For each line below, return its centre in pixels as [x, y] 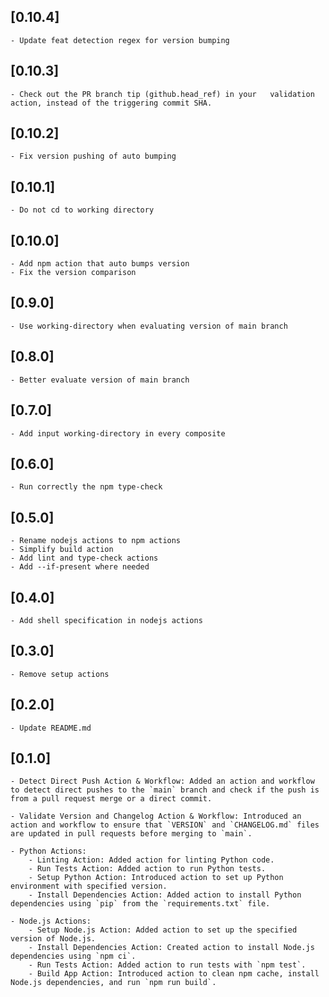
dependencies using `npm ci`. [73, 956]
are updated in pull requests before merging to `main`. [131, 834]
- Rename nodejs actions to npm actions [96, 541]
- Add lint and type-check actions [84, 558]
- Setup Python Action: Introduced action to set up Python [156, 878]
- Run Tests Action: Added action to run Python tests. [147, 869]
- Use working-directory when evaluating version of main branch [149, 326]
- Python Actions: [48, 851]
